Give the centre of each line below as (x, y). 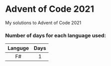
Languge (18, 48)
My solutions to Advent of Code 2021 (43, 23)
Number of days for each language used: (55, 35)
